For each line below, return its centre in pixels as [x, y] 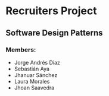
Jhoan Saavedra [34, 88]
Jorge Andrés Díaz [37, 62]
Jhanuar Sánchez [36, 75]
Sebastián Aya [32, 69]
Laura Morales [32, 81]
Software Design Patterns [54, 33]
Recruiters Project [52, 11]
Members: [21, 50]
